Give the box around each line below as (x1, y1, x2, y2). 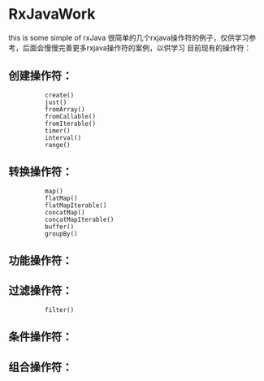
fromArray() (44, 105, 85, 114)
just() (44, 98, 67, 106)
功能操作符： (8, 253, 73, 267)
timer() (44, 127, 71, 135)
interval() (44, 133, 82, 142)
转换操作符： (8, 165, 73, 179)
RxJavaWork (8, 5, 96, 24)
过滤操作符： (8, 284, 73, 297)
